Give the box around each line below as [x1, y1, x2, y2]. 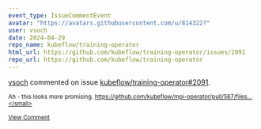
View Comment [8, 113, 50, 121]
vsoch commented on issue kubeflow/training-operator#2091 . [8, 77, 211, 87]
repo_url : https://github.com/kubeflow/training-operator [8, 56, 203, 64]
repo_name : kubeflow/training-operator [8, 41, 140, 49]
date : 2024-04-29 [8, 33, 66, 42]
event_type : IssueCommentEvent [8, 11, 112, 20]
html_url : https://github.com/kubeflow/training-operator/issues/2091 [8, 48, 246, 56]
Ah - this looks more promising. [8, 93, 93, 101]
